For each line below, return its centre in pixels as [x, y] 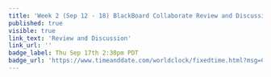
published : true [35, 23]
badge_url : [27, 61]
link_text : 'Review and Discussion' [70, 38]
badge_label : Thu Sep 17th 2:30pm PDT [73, 53]
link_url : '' [30, 46]
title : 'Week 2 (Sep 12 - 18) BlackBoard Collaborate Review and [120, 16]
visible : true [32, 30]
